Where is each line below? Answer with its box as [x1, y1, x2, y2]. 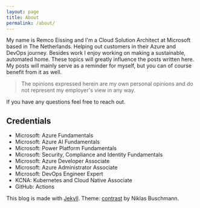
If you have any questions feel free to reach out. [6, 98, 126, 106]
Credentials [6, 116, 51, 126]
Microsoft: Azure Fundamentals [15, 132, 94, 139]
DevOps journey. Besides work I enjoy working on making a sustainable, [6, 49, 186, 57]
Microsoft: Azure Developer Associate [15, 157, 110, 165]
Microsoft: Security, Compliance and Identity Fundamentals [15, 151, 163, 159]
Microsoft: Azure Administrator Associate [15, 164, 118, 171]
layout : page [6, 8, 39, 15]
